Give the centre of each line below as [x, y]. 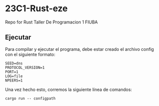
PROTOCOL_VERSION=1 [25, 67]
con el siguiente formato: [30, 54]
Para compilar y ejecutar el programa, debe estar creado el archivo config [79, 49]
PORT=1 [12, 72]
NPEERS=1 [14, 80]
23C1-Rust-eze [36, 9]
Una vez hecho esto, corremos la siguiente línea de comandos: [68, 89]
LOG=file [14, 76]
